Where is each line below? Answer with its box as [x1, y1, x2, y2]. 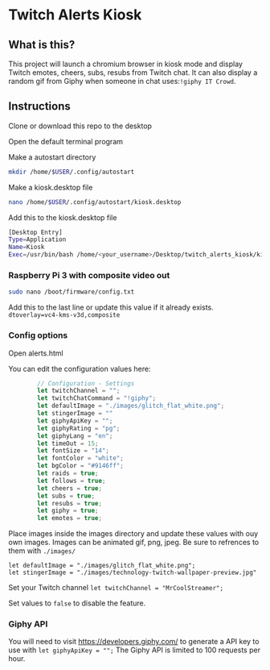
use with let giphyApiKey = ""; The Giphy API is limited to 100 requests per [8, 645, 261, 655]
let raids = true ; [37, 469, 99, 477]
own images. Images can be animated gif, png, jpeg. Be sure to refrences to [8, 538, 260, 547]
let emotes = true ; [37, 514, 103, 522]
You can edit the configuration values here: [8, 364, 151, 373]
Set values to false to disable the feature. [8, 598, 146, 608]
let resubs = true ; [37, 499, 103, 507]
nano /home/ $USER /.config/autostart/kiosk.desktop [8, 198, 182, 206]
